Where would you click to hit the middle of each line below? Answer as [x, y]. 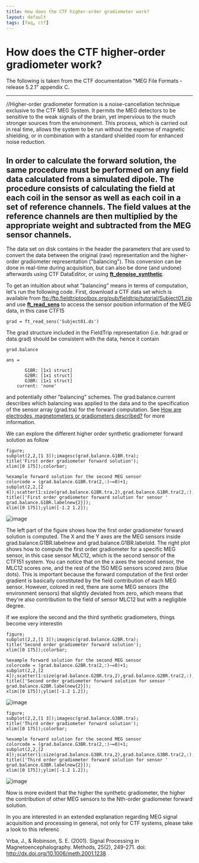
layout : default [26, 17]
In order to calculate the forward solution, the [91, 161]
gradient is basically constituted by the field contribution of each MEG [91, 580]
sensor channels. [39, 235]
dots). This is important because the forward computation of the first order [97, 575]
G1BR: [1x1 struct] [49, 371]
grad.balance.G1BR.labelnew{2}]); [49, 503]
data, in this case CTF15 [36, 311]
